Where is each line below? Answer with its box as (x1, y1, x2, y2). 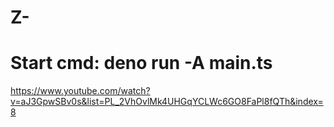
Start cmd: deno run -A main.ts (10, 52, 273, 75)
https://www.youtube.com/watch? (10, 85, 151, 97)
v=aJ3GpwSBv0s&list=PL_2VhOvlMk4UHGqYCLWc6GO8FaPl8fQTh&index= (10, 96, 324, 108)
